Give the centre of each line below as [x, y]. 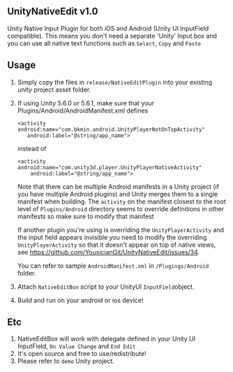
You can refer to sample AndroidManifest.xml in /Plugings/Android [113, 266]
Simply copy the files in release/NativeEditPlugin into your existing [115, 82]
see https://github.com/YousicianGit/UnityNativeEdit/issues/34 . [108, 252]
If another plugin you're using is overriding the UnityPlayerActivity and [121, 229]
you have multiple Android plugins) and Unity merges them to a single [118, 194]
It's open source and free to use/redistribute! [82, 354]
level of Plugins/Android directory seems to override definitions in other [121, 208]
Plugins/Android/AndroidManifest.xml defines [83, 110]
